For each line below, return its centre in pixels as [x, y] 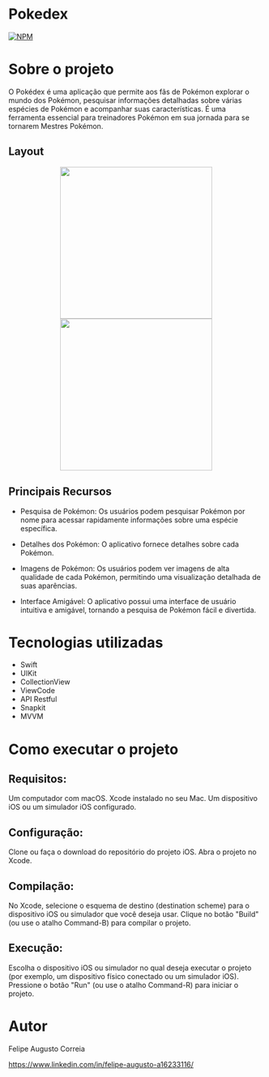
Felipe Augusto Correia [47, 1049]
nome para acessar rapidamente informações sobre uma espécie [129, 520]
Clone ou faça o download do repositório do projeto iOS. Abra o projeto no [132, 852]
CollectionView [45, 682]
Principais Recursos [60, 492]
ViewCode [37, 691]
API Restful [38, 699]
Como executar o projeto [94, 749]
